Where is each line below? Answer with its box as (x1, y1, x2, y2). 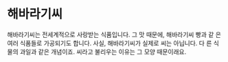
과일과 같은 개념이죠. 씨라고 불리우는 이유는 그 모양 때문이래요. (19, 48, 187, 56)
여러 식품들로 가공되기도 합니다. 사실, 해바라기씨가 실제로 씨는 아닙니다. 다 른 (7, 39, 212, 47)
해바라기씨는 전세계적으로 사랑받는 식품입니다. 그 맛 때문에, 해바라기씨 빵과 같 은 (7, 30, 222, 39)
